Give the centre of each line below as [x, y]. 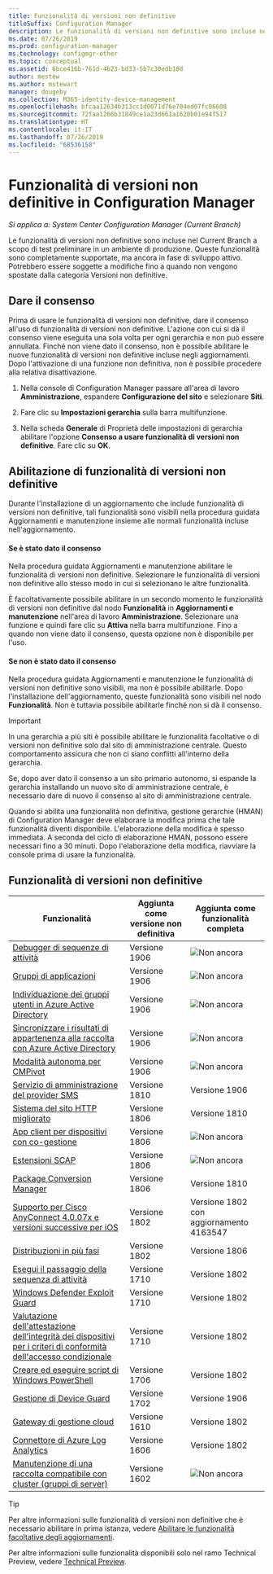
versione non [156, 923]
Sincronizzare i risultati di [61, 1028]
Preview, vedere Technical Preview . [67, 1562]
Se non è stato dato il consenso [62, 661]
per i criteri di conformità [60, 1347]
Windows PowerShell [53, 1380]
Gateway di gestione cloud [63, 1422]
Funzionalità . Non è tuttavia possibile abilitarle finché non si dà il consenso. [135, 705]
